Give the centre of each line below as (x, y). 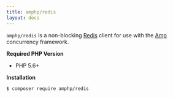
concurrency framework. (38, 42)
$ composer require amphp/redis (48, 89)
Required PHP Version (35, 53)
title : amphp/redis (31, 12)
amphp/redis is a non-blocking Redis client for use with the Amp (87, 35)
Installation (21, 77)
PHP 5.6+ (27, 66)
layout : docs (23, 18)
